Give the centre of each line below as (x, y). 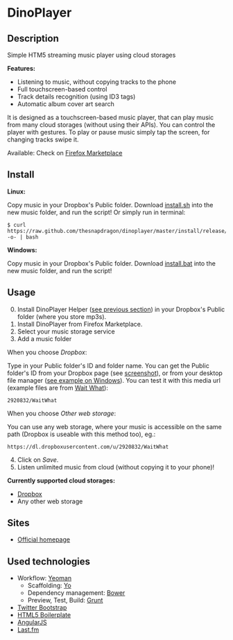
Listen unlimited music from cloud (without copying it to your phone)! (116, 467)
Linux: (16, 191)
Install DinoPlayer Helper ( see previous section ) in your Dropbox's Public (121, 309)
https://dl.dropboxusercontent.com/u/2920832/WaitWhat (88, 447)
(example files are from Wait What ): (58, 388)
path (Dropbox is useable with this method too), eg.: (81, 434)
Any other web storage (50, 501)
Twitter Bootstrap (42, 607)
